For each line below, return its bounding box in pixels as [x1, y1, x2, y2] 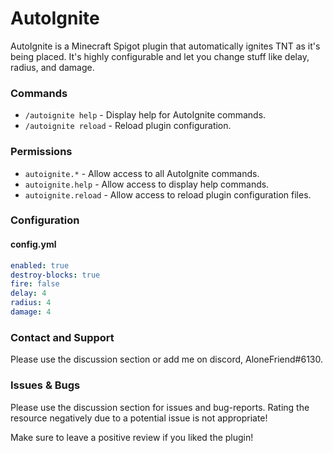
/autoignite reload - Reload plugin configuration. [24, 120, 232, 132]
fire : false [10, 279, 60, 289]
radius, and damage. [10, 61, 95, 73]
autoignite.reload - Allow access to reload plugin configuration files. [24, 188, 312, 201]
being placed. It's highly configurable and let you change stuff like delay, [10, 50, 310, 62]
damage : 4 [10, 307, 52, 317]
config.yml [10, 238, 57, 251]
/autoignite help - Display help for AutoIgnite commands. [24, 109, 267, 121]
